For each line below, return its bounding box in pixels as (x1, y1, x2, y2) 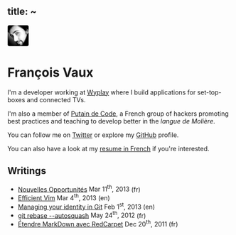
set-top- (197, 88, 222, 97)
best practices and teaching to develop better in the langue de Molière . (7, 116, 215, 125)
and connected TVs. (26, 95, 86, 104)
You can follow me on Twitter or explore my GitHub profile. (7, 131, 179, 139)
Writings (7, 165, 46, 177)
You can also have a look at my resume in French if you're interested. (7, 144, 210, 153)
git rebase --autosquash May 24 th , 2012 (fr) (17, 209, 146, 219)
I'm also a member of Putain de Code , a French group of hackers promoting (7, 109, 229, 118)
